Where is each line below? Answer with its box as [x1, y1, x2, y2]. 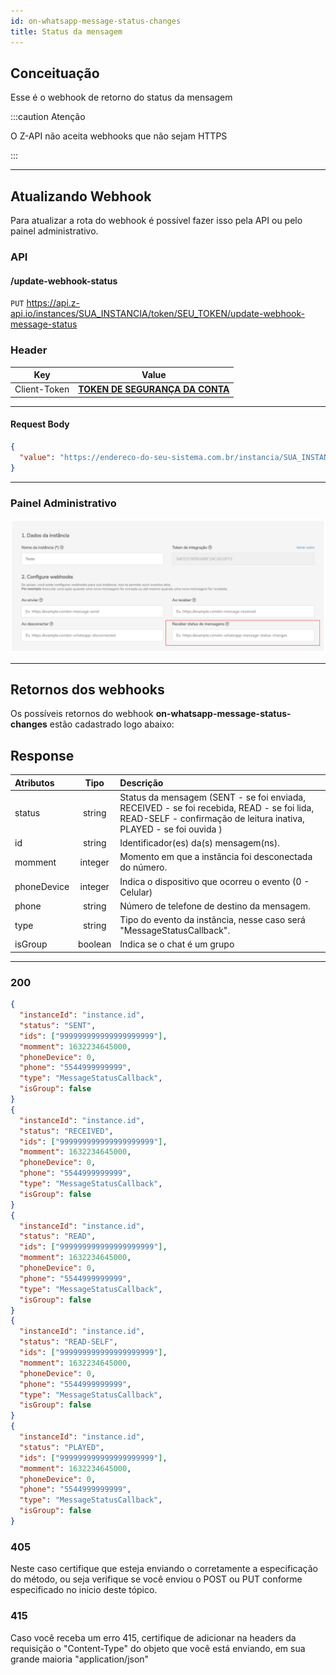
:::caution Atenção [10, 111, 86, 123]
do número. [119, 861, 168, 874]
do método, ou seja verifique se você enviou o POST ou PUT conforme [10, 1573, 303, 1585]
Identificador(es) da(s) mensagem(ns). [119, 837, 280, 849]
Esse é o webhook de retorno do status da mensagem [10, 91, 233, 104]
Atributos [14, 776, 55, 789]
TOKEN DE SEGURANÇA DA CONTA [78, 383, 230, 395]
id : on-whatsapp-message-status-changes [10, 16, 182, 26]
